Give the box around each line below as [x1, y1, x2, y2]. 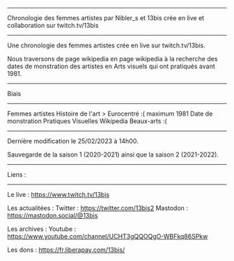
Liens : [7, 171, 26, 178]
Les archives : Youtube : [7, 225, 77, 233]
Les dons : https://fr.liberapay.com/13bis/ [7, 246, 125, 254]
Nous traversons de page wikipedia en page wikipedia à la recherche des [7, 55, 218, 63]
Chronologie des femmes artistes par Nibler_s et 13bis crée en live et [7, 14, 205, 22]
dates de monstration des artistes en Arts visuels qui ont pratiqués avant [7, 62, 215, 70]
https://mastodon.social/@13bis [7, 212, 98, 219]
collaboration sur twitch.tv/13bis [7, 22, 99, 29]
